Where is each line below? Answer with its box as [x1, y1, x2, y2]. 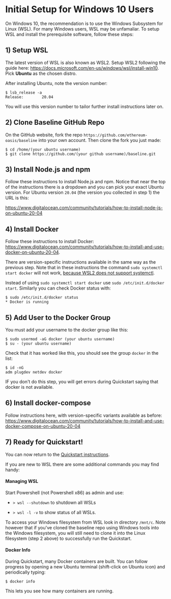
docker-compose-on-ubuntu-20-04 [5, 423, 80, 429]
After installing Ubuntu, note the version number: [5, 80, 108, 86]
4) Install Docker [5, 225, 59, 234]
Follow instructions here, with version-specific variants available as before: [5, 412, 162, 418]
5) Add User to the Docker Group [5, 313, 111, 322]
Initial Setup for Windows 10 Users [5, 4, 154, 15]
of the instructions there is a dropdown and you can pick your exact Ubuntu [5, 184, 164, 190]
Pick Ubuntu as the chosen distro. [5, 70, 77, 76]
